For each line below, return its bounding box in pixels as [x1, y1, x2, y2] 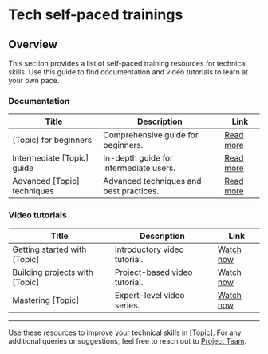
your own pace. [8, 76, 60, 85]
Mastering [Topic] [12, 294, 80, 305]
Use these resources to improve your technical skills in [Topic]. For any [8, 328, 242, 337]
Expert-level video [114, 289, 185, 300]
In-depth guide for [103, 153, 173, 164]
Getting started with [12, 244, 87, 255]
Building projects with [12, 266, 93, 277]
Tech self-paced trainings [8, 6, 183, 24]
